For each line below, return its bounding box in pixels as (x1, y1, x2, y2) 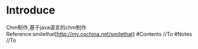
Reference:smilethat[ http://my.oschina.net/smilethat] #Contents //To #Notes (6, 30, 193, 37)
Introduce (6, 4, 55, 17)
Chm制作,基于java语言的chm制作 (6, 24, 87, 31)
